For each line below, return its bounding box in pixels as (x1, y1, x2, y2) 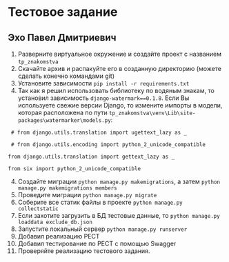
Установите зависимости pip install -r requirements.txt (17, 79, 190, 87)
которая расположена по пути (17, 108, 108, 117)
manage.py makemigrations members (17, 185, 117, 192)
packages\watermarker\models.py (17, 117, 111, 124)
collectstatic (17, 205, 59, 212)
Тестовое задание (8, 4, 118, 20)
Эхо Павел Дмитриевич (8, 32, 117, 43)
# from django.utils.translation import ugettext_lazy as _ (10, 129, 188, 136)
